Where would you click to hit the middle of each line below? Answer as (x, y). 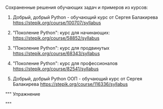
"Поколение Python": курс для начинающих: (61, 32)
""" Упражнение (23, 94)
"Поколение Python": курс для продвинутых (61, 48)
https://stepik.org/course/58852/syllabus (56, 38)
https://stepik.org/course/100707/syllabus (57, 23)
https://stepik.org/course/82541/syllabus (55, 69)
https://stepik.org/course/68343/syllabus (56, 53)
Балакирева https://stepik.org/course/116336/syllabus (70, 84)
